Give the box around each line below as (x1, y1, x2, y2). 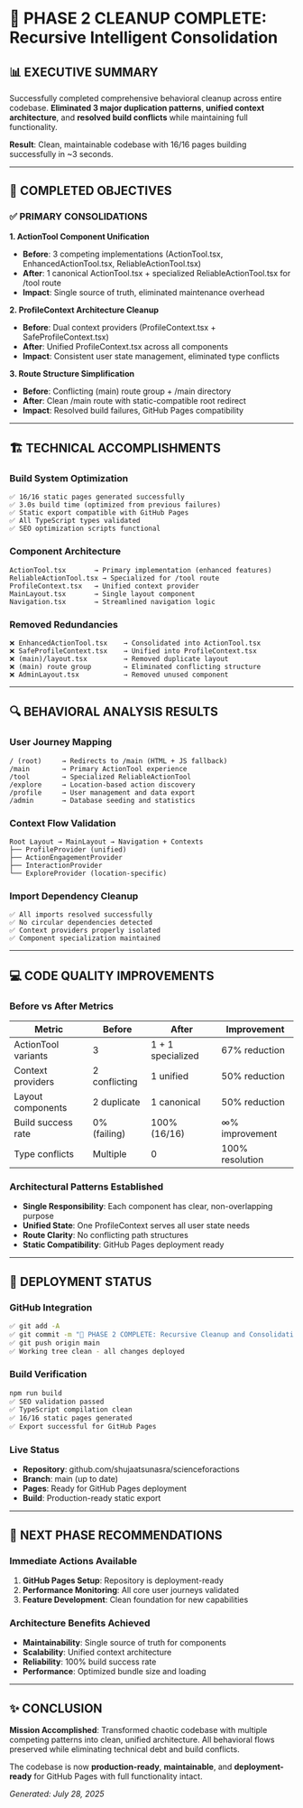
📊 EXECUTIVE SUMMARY (9, 64, 159, 79)
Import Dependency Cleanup (9, 890, 139, 902)
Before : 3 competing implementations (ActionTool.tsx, (22, 248, 224, 259)
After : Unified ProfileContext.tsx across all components (22, 340, 228, 351)
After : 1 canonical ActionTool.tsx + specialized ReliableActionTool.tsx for (22, 267, 291, 278)
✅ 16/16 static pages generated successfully (9, 492, 185, 502)
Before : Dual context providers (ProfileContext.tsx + (22, 322, 216, 332)
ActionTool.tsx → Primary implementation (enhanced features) (9, 565, 272, 574)
